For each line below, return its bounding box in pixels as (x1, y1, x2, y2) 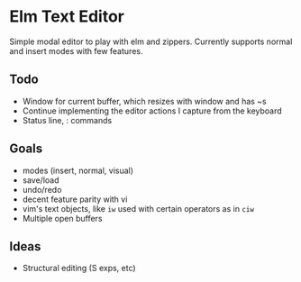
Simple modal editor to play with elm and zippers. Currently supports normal (9, 36, 293, 47)
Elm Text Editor (9, 6, 124, 27)
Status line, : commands (22, 114, 113, 125)
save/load (22, 174, 59, 186)
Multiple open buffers (22, 213, 103, 223)
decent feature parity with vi (22, 194, 128, 205)
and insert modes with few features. (9, 45, 143, 56)
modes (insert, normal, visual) (22, 165, 133, 176)
